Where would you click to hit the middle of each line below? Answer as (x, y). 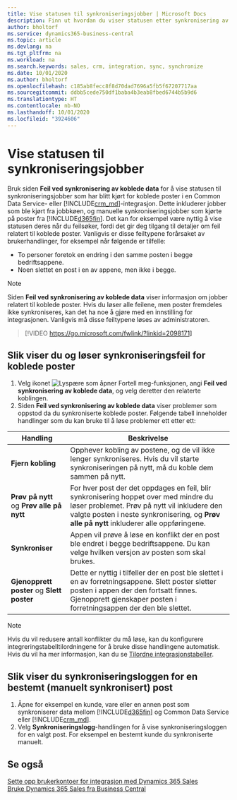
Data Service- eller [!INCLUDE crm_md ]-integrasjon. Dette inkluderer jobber (117, 203)
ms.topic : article (34, 40)
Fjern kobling (34, 463)
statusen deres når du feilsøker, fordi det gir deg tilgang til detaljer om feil (114, 226)
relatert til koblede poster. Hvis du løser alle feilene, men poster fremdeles (115, 304)
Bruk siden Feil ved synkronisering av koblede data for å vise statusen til (114, 189)
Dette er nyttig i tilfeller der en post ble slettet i (147, 573)
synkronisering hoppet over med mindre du (142, 497)
